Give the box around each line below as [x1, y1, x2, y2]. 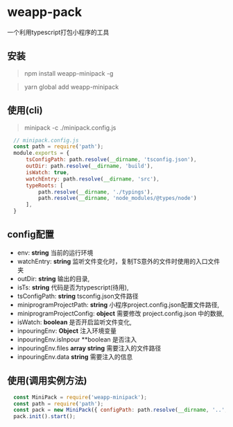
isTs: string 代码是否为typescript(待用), [17, 283, 129, 292]
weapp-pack [7, 4, 82, 20]
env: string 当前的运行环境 [17, 248, 94, 257]
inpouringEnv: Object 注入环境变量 [17, 326, 116, 335]
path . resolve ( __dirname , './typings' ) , [37, 188, 154, 195]
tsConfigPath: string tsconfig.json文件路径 [17, 292, 139, 300]
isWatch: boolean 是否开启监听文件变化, [17, 317, 132, 326]
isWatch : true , [25, 169, 70, 176]
